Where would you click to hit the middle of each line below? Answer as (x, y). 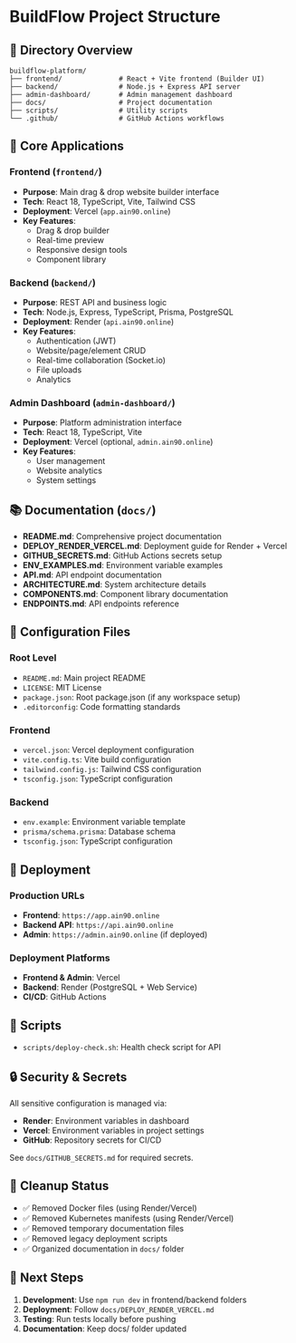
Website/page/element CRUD (91, 350)
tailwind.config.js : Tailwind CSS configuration (112, 769)
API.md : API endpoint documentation (92, 575)
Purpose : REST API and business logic (95, 302)
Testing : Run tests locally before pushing (99, 1319)
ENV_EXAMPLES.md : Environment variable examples (123, 565)
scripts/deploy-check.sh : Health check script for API (122, 1048)
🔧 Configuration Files (70, 632)
